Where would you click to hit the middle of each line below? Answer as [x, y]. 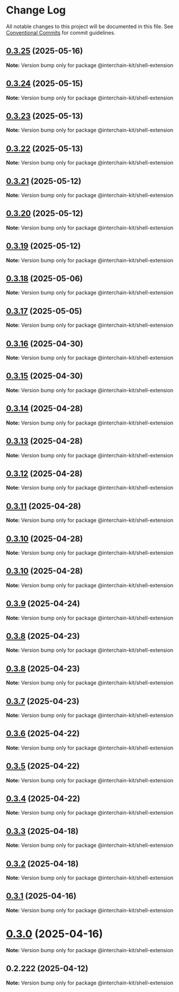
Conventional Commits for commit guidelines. [61, 32]
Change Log [36, 10]
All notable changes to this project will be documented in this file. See [90, 26]
